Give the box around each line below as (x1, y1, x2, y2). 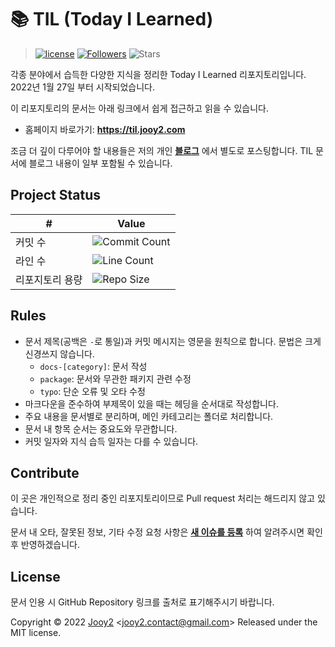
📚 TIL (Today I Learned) (10, 8, 214, 31)
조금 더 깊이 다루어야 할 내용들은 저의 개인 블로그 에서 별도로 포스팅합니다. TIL (10, 144, 314, 156)
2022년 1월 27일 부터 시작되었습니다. (10, 81, 155, 93)
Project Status (10, 187, 102, 204)
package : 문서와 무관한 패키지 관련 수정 (39, 372, 192, 385)
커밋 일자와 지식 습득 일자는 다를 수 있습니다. (24, 435, 199, 447)
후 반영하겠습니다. (10, 539, 81, 551)
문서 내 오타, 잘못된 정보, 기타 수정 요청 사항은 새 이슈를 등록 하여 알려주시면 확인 (10, 526, 323, 538)
